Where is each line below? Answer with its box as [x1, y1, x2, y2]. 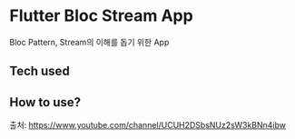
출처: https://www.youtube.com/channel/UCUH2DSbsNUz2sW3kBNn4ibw [9, 120, 287, 131]
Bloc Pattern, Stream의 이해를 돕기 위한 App [9, 36, 170, 47]
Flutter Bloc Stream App [9, 5, 193, 26]
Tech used [9, 64, 70, 79]
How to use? [9, 94, 82, 110]
